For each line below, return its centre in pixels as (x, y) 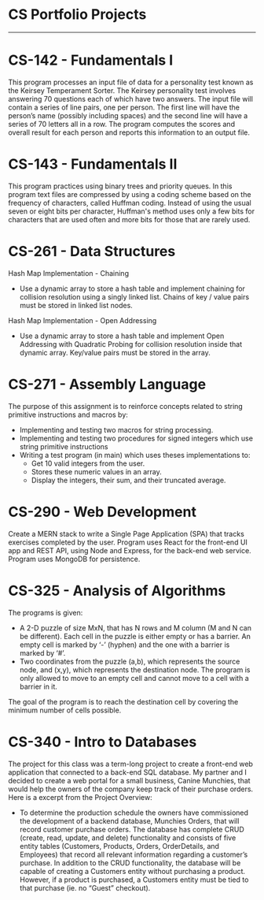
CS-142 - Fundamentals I (91, 60)
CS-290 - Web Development (102, 512)
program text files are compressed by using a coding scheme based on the (130, 194)
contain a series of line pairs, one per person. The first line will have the (124, 107)
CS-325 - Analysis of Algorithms (117, 591)
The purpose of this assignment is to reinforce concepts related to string (126, 406)
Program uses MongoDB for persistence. (74, 559)
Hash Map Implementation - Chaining (69, 273)
